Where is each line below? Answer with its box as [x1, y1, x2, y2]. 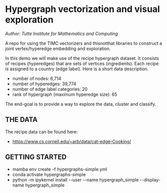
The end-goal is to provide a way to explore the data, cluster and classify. [5, 101, 157, 107]
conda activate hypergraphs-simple [12, 171, 86, 178]
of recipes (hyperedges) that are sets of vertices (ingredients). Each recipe [5, 60, 159, 66]
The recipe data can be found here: [5, 129, 78, 135]
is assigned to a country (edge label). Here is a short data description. [5, 66, 149, 72]
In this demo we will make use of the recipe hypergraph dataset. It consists [5, 55, 160, 61]
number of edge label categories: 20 [12, 86, 88, 92]
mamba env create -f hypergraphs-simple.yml [12, 166, 107, 172]
